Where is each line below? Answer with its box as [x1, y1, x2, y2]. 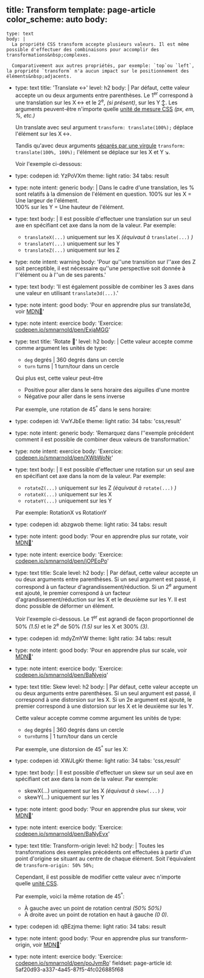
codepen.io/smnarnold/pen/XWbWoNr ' [15, 454, 114, 461]
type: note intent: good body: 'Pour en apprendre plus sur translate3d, [15, 301, 192, 309]
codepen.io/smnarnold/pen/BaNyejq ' [15, 671, 108, 679]
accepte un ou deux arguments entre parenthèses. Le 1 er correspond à [15, 90, 193, 99]
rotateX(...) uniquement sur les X [24, 490, 112, 498]
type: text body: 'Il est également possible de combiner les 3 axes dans [15, 283, 194, 290]
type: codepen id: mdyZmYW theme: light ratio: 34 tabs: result [15, 634, 172, 642]
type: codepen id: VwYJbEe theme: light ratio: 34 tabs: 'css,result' [15, 417, 181, 424]
